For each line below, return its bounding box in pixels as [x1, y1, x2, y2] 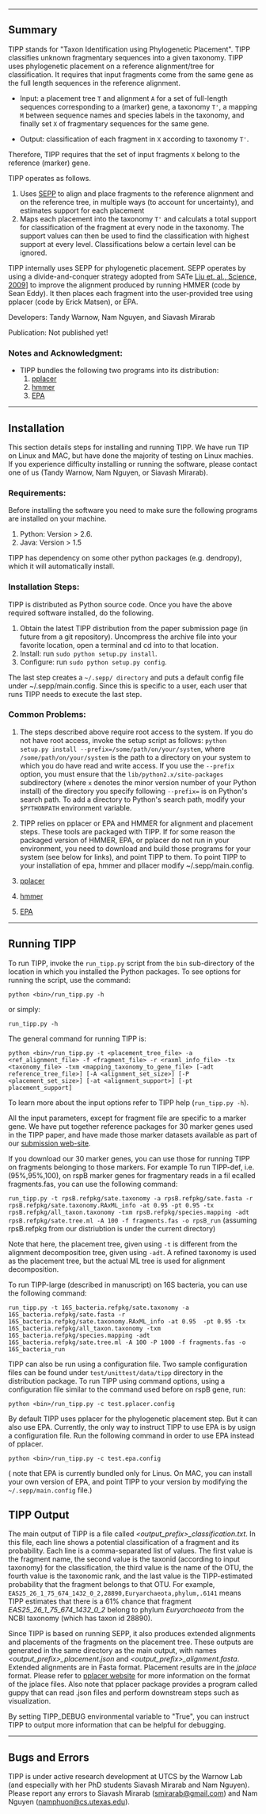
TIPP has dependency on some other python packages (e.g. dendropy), [8, 553, 242, 563]
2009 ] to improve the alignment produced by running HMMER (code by [8, 279, 241, 290]
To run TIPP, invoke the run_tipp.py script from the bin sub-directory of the [8, 958, 255, 968]
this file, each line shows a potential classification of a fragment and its [8, 1538, 240, 1547]
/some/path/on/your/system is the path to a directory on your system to [19, 752, 251, 762]
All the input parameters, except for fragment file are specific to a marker [8, 1113, 247, 1123]
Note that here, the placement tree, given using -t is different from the [8, 1239, 237, 1249]
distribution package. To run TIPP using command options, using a [8, 1376, 226, 1385]
